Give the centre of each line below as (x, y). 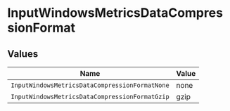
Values (23, 54)
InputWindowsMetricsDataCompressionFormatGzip (90, 97)
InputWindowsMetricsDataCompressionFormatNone (90, 85)
